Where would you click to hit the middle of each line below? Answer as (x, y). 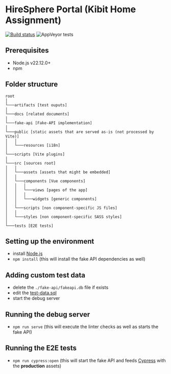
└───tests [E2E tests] (29, 226)
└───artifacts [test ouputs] (36, 105)
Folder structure (32, 85)
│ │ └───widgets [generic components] (51, 199)
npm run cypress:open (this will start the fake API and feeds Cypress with (89, 360)
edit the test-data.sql (35, 293)
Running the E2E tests (41, 348)
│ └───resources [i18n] (33, 145)
